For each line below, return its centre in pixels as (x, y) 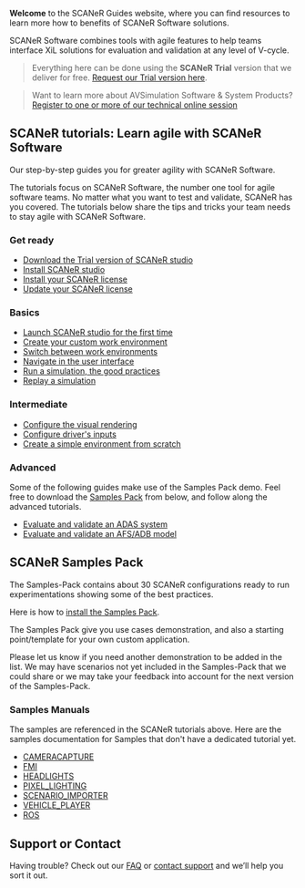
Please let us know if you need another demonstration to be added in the (146, 656)
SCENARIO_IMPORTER (65, 796)
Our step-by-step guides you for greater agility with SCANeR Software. (142, 170)
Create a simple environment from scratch (102, 444)
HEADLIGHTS (48, 776)
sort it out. (29, 875)
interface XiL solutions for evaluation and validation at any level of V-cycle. (149, 50)
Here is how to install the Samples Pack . (85, 612)
